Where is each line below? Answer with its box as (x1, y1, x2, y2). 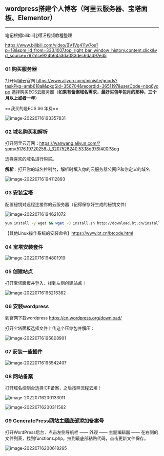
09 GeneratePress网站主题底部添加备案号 (5, 417, 104, 424)
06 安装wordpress (5, 303, 49, 310)
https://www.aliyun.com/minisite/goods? (36, 78, 118, 84)
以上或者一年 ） (9, 95, 40, 101)
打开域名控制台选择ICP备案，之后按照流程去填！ (5, 385, 102, 391)
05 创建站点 (5, 268, 33, 275)
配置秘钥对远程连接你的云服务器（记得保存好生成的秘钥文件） (5, 201, 129, 207)
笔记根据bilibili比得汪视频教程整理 (5, 32, 72, 38)
